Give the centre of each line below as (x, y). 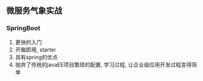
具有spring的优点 (36, 57)
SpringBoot (23, 28)
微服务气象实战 (34, 11)
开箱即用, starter (35, 49)
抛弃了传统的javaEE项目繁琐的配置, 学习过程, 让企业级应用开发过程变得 (103, 64)
